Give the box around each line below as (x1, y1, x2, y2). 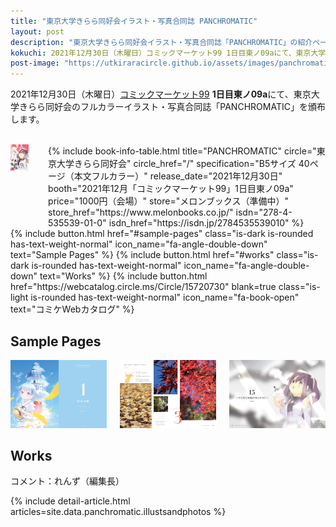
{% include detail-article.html (10, 495, 131, 507)
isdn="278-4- (235, 206, 293, 219)
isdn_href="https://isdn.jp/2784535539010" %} (108, 217, 305, 229)
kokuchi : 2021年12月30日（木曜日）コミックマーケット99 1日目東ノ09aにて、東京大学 (10, 48, 327, 58)
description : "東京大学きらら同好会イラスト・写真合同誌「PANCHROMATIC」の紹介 (10, 37, 313, 47)
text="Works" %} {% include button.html (39, 270, 208, 282)
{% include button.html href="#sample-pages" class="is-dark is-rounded (10, 228, 314, 240)
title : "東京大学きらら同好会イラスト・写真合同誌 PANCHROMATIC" (10, 16, 258, 26)
